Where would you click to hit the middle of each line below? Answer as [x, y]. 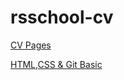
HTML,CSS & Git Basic [56, 64]
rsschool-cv [62, 17]
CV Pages [31, 45]
